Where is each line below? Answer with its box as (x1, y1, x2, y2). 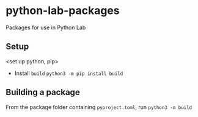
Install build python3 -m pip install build (14, 69, 123, 77)
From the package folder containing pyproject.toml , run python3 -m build (5, 103, 193, 110)
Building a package (5, 87, 80, 97)
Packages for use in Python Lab (5, 24, 86, 31)
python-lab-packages (5, 4, 120, 18)
